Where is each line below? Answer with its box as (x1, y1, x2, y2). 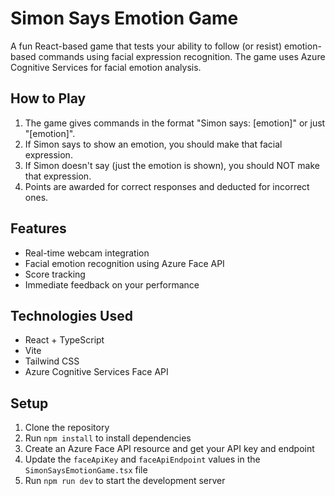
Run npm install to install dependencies (24, 432, 192, 444)
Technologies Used (10, 307, 133, 324)
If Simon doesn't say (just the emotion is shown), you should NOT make (24, 159, 320, 171)
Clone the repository (24, 422, 110, 434)
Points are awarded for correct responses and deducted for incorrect (24, 180, 310, 192)
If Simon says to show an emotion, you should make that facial (24, 138, 283, 150)
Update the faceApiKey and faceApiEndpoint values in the (24, 453, 261, 466)
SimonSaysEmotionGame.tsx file (24, 464, 148, 476)
